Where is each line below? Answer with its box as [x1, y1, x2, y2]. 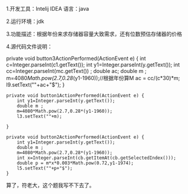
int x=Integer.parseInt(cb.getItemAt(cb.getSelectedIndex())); [17, 155, 177, 161]
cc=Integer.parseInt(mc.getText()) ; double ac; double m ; [6, 68, 147, 74]
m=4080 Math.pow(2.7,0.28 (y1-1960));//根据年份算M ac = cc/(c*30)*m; [6, 75, 180, 81]
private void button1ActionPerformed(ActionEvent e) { [6, 93, 145, 98]
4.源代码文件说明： [6, 43, 53, 50]
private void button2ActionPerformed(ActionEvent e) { [6, 134, 145, 140]
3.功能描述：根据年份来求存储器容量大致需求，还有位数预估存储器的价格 [6, 30, 183, 37]
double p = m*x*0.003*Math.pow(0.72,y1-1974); [17, 160, 134, 166]
